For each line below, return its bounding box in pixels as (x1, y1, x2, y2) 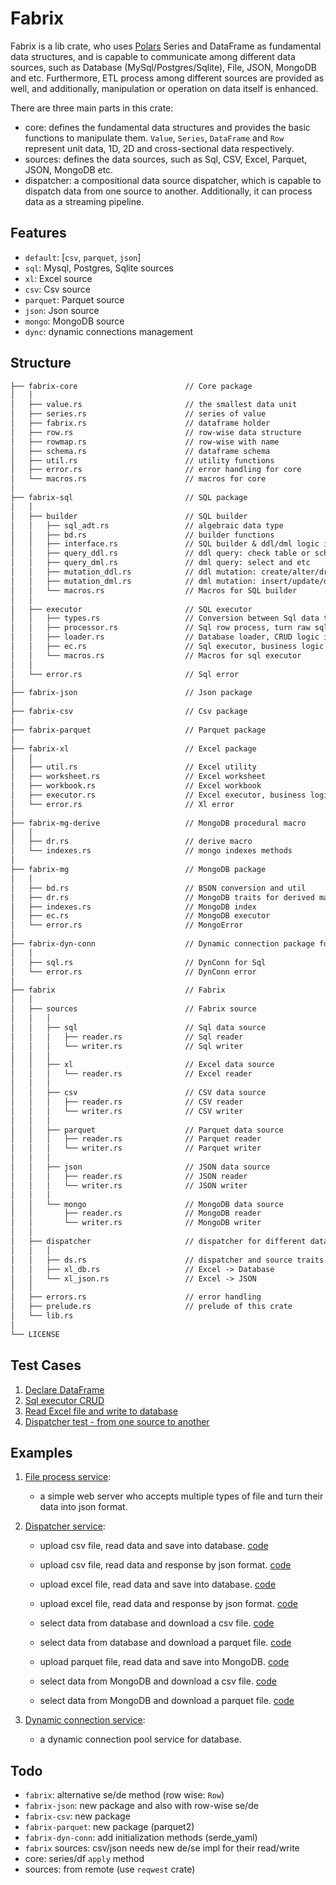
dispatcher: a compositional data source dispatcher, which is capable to (24, 174, 322, 186)
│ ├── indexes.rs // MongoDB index (10, 902, 257, 912)
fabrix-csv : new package (24, 1810, 131, 1822)
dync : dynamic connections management (24, 325, 193, 337)
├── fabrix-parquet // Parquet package (10, 725, 267, 735)
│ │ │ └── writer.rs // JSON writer (10, 1180, 248, 1191)
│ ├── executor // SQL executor (10, 604, 253, 614)
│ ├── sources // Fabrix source (10, 1004, 257, 1014)
